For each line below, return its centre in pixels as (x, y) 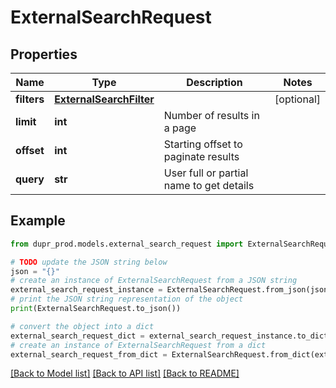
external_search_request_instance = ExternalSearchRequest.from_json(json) (171, 290)
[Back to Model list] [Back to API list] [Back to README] (125, 373)
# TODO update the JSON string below (89, 262)
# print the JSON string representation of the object (127, 299)
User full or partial (206, 173)
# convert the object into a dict (82, 326)
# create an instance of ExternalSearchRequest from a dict (138, 345)
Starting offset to (203, 144)
